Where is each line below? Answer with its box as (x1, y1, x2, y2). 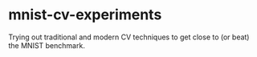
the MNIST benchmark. (8, 40, 86, 50)
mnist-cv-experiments (8, 6, 162, 24)
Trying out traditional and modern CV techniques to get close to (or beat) (8, 32, 250, 42)
